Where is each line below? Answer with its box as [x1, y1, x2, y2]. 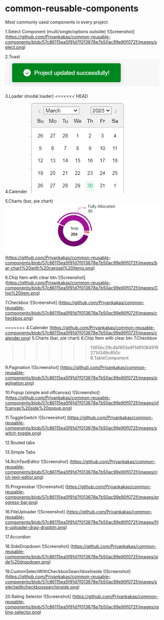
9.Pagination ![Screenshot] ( [5, 365, 62, 370]
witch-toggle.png [5, 430, 40, 436]
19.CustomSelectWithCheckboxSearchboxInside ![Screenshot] [5, 569, 131, 574]
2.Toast [5, 53, 21, 59]
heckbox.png [5, 315, 32, 321]
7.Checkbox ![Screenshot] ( [5, 299, 60, 306]
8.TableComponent [90, 355, 129, 361]
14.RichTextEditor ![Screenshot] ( [5, 459, 71, 465]
